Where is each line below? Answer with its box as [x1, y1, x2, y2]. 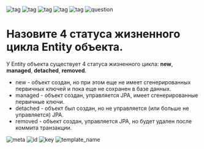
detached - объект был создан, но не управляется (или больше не [15, 104, 189, 112]
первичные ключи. [15, 98, 65, 105]
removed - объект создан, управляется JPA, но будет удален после [15, 117, 192, 125]
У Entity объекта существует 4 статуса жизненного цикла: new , [6, 60, 173, 67]
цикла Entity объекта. [6, 40, 124, 54]
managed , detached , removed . [6, 67, 87, 74]
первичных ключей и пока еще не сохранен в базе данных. [15, 85, 172, 92]
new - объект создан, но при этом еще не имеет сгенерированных [15, 78, 191, 85]
